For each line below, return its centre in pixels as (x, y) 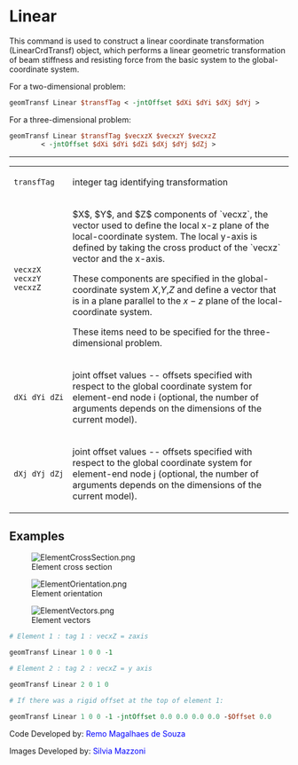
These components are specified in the (154, 279)
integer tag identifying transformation (150, 182)
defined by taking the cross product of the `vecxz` (176, 248)
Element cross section (72, 567)
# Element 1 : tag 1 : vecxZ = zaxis (79, 636)
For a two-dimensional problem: (67, 86)
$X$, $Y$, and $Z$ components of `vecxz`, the (170, 214)
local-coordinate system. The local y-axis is (165, 236)
